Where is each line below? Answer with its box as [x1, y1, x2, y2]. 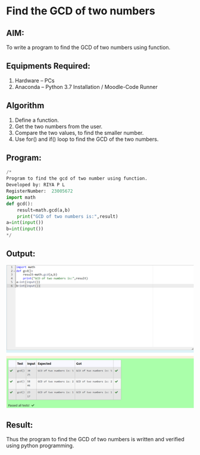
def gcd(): [6, 201, 33, 207]
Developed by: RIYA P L [6, 182, 65, 188]
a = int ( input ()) [6, 220, 44, 226]
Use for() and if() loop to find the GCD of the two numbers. [14, 136, 159, 143]
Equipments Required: [6, 61, 90, 71]
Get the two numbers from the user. [14, 122, 103, 130]
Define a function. [14, 116, 60, 124]
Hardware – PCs [14, 76, 55, 84]
